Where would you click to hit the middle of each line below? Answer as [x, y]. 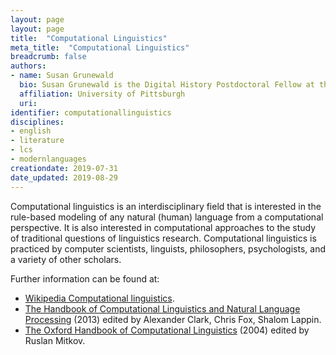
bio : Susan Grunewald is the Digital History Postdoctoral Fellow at [167, 85]
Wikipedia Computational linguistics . [99, 298]
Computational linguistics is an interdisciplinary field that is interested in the [166, 206]
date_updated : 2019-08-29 [64, 177]
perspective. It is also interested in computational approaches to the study [163, 227]
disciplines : [37, 122]
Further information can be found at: [85, 278]
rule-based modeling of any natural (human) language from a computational [167, 217]
